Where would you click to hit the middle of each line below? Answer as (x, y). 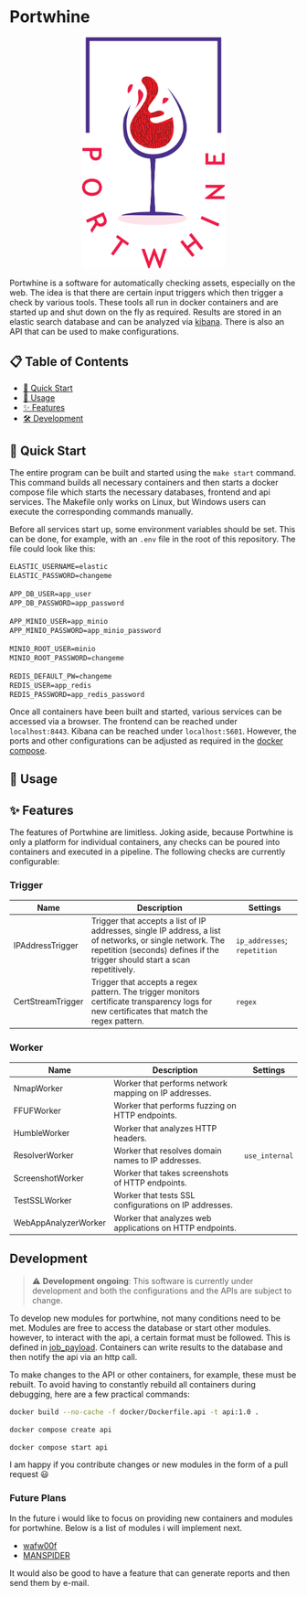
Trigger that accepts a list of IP (148, 921)
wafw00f (40, 1545)
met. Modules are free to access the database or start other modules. (140, 1327)
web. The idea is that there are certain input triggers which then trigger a (146, 293)
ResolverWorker (44, 1155)
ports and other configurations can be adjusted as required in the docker (146, 740)
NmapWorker (38, 1088)
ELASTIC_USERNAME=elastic (58, 566)
